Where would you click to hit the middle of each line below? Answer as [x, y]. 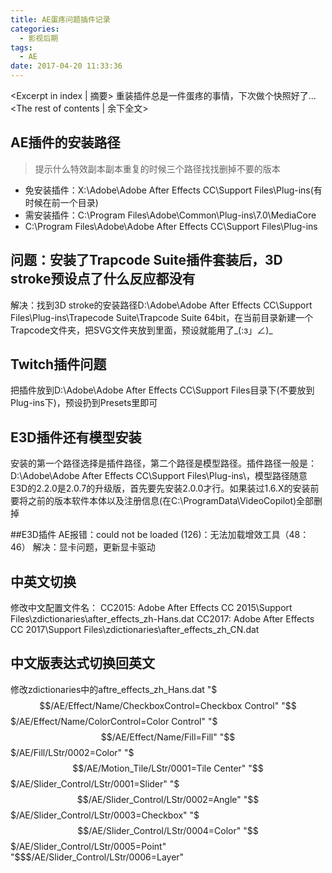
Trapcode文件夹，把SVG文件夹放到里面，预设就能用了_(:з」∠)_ [141, 330]
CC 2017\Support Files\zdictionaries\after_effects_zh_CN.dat [135, 630]
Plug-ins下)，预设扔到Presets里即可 [84, 403]
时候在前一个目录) [61, 202]
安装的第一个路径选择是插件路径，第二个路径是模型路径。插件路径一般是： [163, 463]
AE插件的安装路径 [65, 142]
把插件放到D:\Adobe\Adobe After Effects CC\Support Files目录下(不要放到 [162, 390]
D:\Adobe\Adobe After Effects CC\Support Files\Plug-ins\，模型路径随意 [159, 476]
